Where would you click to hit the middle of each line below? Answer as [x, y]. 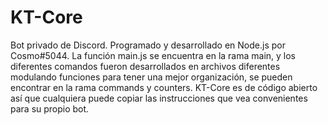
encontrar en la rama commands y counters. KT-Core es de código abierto [164, 87]
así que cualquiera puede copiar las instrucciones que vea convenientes [159, 98]
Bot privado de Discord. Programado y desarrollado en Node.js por [148, 45]
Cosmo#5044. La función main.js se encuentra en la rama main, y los [153, 55]
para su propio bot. [50, 108]
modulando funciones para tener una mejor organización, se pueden [151, 77]
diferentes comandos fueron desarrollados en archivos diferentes [145, 66]
